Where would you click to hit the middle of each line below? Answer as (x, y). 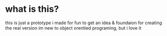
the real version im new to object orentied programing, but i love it (73, 28)
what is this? (32, 9)
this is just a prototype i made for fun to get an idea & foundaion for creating (83, 23)
